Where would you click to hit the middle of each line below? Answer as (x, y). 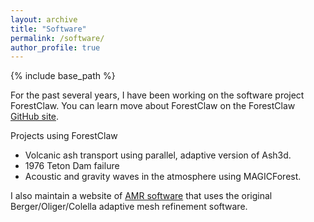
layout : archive (44, 19)
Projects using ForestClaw (64, 136)
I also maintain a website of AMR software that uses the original (141, 196)
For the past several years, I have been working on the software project (157, 95)
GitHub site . (35, 117)
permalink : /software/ (57, 38)
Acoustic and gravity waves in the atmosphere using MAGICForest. (163, 177)
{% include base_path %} (63, 76)
